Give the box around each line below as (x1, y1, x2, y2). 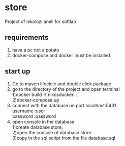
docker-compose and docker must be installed (12, 52, 110, 58)
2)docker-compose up (12, 96, 59, 103)
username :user (12, 108, 45, 114)
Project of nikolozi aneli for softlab (5, 18, 77, 25)
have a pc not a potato (12, 46, 59, 53)
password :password (12, 113, 56, 119)
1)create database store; (12, 124, 63, 130)
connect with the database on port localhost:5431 (12, 102, 116, 108)
